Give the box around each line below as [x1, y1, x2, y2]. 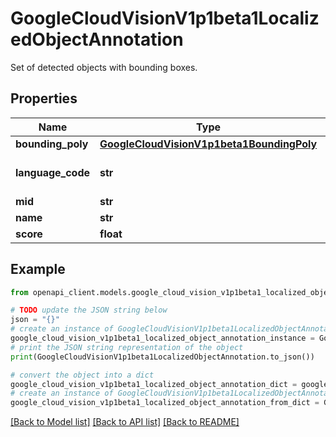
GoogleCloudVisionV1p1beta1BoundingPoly [99, 137, 318, 151]
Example [10, 261, 66, 278]
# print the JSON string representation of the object [10, 342, 244, 352]
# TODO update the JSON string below [10, 305, 168, 316]
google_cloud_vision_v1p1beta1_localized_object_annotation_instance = [10, 333, 315, 344]
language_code [15, 165, 91, 179]
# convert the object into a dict [10, 370, 155, 380]
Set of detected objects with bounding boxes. [10, 61, 198, 73]
